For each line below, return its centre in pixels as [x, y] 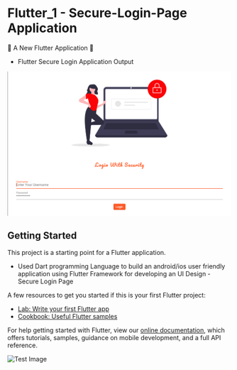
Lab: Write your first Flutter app [64, 309]
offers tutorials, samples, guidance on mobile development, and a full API [114, 338]
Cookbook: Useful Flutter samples [67, 317]
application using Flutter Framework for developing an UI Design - [114, 274]
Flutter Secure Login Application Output [76, 61]
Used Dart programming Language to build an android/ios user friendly [121, 266]
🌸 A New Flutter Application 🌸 [51, 48]
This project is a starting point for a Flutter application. [87, 253]
